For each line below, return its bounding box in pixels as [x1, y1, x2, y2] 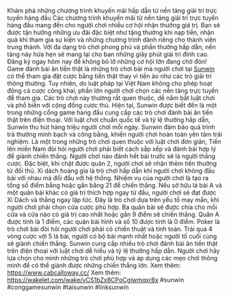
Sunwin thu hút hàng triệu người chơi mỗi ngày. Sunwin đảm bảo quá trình [7, 123, 215, 131]
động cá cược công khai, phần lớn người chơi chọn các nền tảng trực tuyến [7, 86, 219, 95]
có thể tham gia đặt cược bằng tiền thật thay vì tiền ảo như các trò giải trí [7, 72, 212, 80]
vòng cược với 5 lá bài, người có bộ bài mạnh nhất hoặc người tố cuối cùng [7, 232, 217, 240]
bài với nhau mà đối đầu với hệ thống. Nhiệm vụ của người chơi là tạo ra [7, 174, 209, 182]
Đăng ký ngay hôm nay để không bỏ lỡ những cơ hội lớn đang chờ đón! [7, 58, 207, 65]
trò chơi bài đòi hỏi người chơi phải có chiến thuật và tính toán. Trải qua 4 [7, 225, 213, 233]
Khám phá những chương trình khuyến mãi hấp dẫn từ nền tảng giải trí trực [7, 7, 217, 14]
